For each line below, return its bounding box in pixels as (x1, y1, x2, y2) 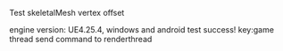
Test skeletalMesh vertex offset (9, 8, 125, 18)
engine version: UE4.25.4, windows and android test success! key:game (9, 25, 275, 34)
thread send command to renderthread (9, 34, 153, 44)
